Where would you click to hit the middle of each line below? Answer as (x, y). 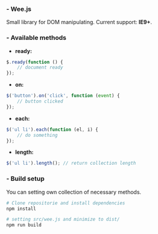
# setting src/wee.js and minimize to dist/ (63, 220)
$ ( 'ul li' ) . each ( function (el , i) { (52, 129)
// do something (38, 135)
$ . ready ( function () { (35, 62)
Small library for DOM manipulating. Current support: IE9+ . (79, 22)
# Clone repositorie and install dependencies (66, 203)
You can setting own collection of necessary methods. (74, 192)
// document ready (40, 68)
